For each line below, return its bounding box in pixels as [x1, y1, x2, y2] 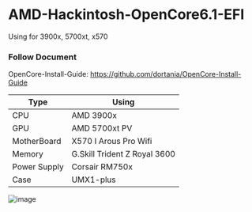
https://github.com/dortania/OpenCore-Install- [89, 70, 242, 79]
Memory [12, 149, 43, 160]
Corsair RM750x [71, 161, 133, 172]
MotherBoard [12, 136, 62, 147]
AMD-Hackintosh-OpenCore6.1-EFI [8, 6, 245, 24]
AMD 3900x [71, 110, 117, 121]
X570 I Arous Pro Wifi [71, 136, 152, 147]
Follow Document [8, 51, 77, 62]
